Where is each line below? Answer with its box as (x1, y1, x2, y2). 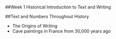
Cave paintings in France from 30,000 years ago (12, 28, 111, 34)
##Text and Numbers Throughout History (5, 14, 89, 19)
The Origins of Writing (12, 23, 58, 29)
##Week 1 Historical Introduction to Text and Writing (5, 4, 111, 10)
